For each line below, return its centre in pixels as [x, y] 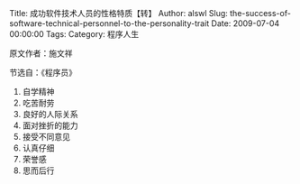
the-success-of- [260, 13]
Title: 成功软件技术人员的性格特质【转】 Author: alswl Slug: [118, 13]
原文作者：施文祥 [41, 53]
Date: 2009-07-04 [245, 23]
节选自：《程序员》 [43, 72]
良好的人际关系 [50, 114]
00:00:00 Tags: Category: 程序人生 [74, 34]
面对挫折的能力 [50, 125]
